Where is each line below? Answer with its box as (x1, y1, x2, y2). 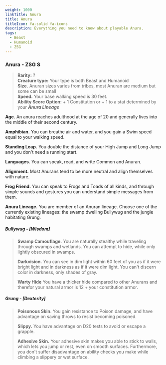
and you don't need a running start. (5, 149, 78, 155)
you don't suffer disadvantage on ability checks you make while (17, 349, 149, 355)
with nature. (5, 173, 30, 180)
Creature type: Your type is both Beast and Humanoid (17, 77, 129, 83)
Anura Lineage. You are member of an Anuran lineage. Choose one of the (5, 203, 158, 210)
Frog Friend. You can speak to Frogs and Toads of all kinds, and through (5, 183, 155, 189)
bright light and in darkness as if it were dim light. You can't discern (17, 264, 156, 270)
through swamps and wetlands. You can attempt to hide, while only (17, 243, 156, 250)
